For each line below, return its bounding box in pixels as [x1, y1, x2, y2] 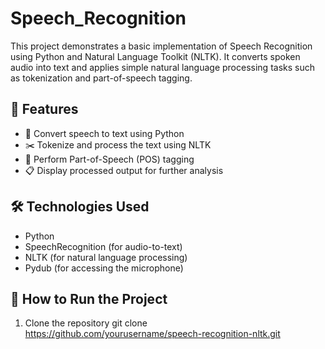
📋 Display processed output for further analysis [24, 164, 224, 176]
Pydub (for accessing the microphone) [24, 262, 184, 274]
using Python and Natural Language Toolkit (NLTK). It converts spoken [10, 50, 301, 62]
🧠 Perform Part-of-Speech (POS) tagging [24, 153, 195, 165]
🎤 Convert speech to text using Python [24, 127, 185, 139]
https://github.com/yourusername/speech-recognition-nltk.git [24, 328, 281, 340]
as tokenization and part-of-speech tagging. [10, 72, 193, 84]
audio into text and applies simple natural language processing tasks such [10, 61, 315, 73]
